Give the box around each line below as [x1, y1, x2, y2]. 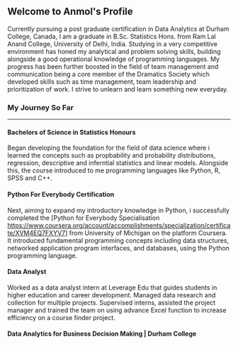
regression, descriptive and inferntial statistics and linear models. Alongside [7, 159, 229, 168]
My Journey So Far [7, 102, 74, 112]
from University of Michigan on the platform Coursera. [69, 229, 228, 237]
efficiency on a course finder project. [7, 313, 115, 322]
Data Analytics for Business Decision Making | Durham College [7, 329, 197, 338]
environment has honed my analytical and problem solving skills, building [7, 47, 221, 55]
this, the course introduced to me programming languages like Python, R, [7, 166, 221, 175]
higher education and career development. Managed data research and [7, 290, 216, 299]
